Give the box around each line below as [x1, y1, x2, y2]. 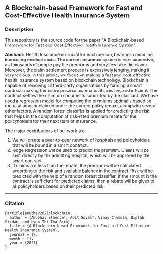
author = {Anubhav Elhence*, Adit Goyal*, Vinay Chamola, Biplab [9, 215, 145, 220]
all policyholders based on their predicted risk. [12, 183, 105, 189]
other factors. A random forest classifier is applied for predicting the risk [5, 108, 149, 114]
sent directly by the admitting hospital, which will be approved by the [12, 152, 150, 158]
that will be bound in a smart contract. [12, 142, 88, 148]
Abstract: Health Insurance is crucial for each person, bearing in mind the [5, 51, 153, 57]
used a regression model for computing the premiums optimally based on [5, 98, 152, 104]
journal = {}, [9, 232, 38, 237]
